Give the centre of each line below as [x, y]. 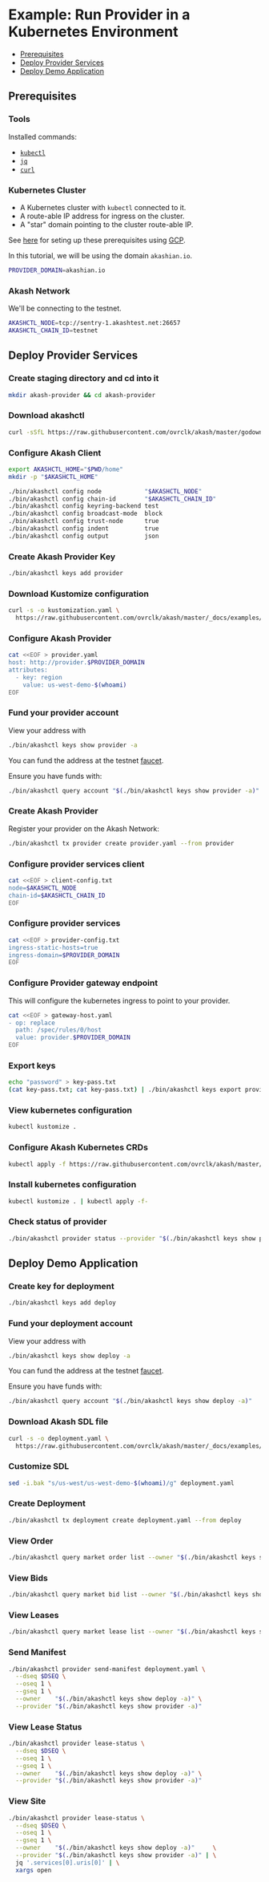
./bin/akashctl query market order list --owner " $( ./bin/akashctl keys [132, 1558]
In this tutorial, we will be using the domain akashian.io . [100, 255]
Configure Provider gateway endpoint [83, 983]
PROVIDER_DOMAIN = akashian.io [57, 270]
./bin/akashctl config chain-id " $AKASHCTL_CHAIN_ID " [112, 499]
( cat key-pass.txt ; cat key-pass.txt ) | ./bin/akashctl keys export [125, 1090]
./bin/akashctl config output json [84, 536]
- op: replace [32, 1023]
